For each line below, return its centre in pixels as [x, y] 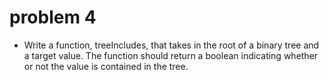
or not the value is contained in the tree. [106, 66]
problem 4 [53, 17]
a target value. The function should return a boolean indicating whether [171, 55]
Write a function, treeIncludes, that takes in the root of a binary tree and [171, 45]
